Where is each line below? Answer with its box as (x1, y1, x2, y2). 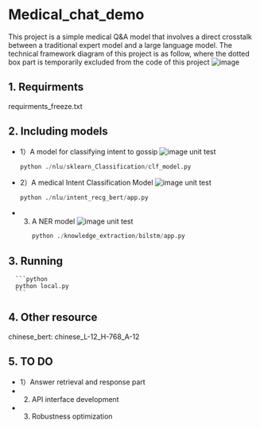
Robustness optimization (31, 411, 113, 421)
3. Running (8, 254, 64, 267)
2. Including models (8, 125, 109, 138)
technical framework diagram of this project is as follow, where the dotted (8, 49, 250, 58)
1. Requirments (8, 80, 84, 94)
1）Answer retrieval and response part (19, 376, 146, 387)
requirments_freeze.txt (8, 101, 83, 111)
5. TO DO (8, 355, 53, 369)
